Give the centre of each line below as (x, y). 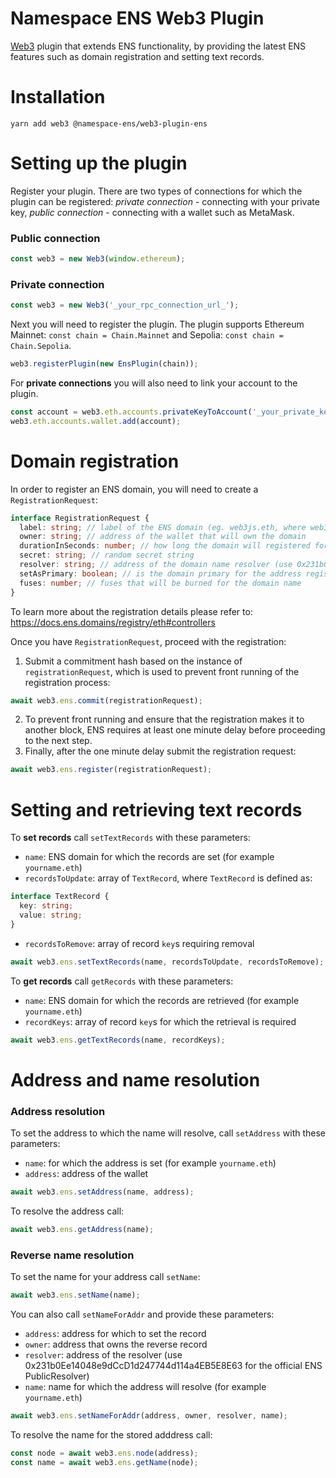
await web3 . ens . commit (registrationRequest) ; (106, 700)
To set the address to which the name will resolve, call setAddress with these (168, 1133)
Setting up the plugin (99, 163)
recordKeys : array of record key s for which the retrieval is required (160, 1021)
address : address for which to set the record (115, 1333)
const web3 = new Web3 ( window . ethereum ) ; (98, 259)
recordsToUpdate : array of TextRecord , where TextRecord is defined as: (168, 878)
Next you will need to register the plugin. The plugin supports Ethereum (157, 324)
